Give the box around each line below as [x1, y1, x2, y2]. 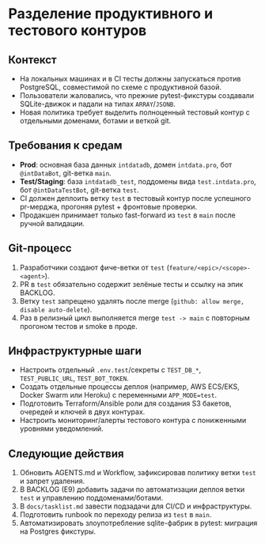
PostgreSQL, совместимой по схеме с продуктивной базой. [19, 82, 221, 92]
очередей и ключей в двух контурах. [19, 407, 146, 417]
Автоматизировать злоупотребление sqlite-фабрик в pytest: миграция [19, 519, 258, 528]
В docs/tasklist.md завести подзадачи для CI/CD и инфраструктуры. [19, 501, 252, 511]
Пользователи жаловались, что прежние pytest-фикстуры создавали [19, 91, 255, 100]
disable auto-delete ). [19, 304, 93, 314]
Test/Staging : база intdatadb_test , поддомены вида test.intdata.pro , [19, 176, 257, 186]
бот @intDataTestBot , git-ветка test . [19, 185, 139, 195]
